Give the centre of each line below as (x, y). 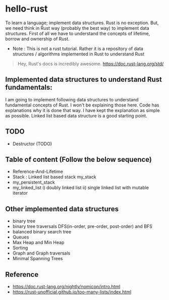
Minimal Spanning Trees (38, 259)
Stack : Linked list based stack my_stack (54, 177)
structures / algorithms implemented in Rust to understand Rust (78, 54)
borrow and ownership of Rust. (37, 39)
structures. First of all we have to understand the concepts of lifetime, (78, 33)
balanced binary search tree (42, 232)
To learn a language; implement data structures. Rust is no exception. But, (82, 23)
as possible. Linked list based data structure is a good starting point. (76, 115)
